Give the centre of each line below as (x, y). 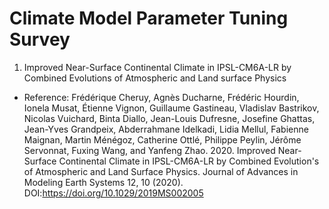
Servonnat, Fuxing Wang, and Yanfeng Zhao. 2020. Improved (149, 150)
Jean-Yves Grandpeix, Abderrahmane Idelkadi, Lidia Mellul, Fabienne (166, 129)
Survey (40, 39)
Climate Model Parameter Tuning (149, 18)
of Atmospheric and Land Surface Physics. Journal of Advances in (161, 171)
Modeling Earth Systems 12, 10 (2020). (103, 182)
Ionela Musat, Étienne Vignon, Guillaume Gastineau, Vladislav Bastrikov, (171, 108)
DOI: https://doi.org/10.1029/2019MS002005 (113, 193)
